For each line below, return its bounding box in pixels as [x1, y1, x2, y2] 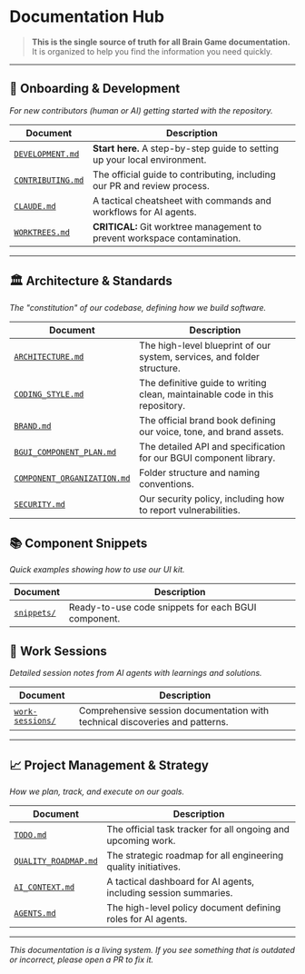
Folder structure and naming [139, 466, 261, 479]
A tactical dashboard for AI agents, [106, 875, 255, 888]
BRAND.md [14, 421, 52, 431]
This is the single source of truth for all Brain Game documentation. [31, 36, 290, 47]
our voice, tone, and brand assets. [139, 425, 284, 438]
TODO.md [14, 830, 47, 840]
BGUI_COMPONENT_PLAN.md [14, 447, 117, 457]
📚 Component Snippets [9, 535, 148, 551]
